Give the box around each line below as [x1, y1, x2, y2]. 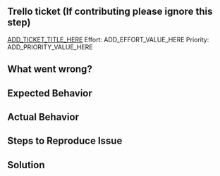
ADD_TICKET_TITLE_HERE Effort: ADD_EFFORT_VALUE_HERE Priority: [7, 35, 209, 44]
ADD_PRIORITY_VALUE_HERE [7, 42, 93, 51]
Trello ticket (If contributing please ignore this [7, 6, 213, 18]
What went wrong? [7, 63, 93, 75]
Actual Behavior [7, 111, 80, 122]
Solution [7, 158, 45, 171]
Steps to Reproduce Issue [7, 135, 123, 147]
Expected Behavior [7, 87, 93, 99]
